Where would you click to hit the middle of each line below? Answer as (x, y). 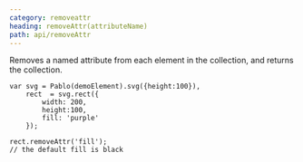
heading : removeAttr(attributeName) (78, 26)
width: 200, (65, 102)
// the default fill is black (67, 150)
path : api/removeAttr (50, 34)
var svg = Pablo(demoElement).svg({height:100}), (105, 87)
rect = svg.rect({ (63, 95)
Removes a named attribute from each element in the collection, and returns (151, 61)
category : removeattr (50, 18)
